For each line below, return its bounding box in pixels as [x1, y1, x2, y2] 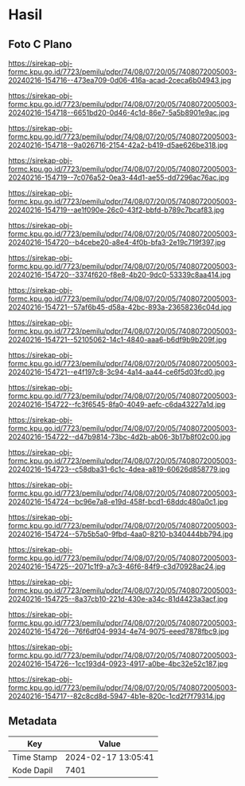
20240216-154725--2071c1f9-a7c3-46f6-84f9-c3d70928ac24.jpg [8, 562, 226, 571]
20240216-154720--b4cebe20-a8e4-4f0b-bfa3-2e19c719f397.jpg [8, 238, 226, 247]
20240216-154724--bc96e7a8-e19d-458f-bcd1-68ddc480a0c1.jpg [8, 497, 228, 506]
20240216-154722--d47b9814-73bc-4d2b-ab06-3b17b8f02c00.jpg [8, 432, 231, 441]
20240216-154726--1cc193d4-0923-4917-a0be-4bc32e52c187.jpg [8, 659, 228, 668]
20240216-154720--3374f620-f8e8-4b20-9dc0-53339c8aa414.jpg [8, 270, 231, 279]
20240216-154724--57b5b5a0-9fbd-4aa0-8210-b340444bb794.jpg [8, 529, 233, 539]
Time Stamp [12, 752, 58, 763]
